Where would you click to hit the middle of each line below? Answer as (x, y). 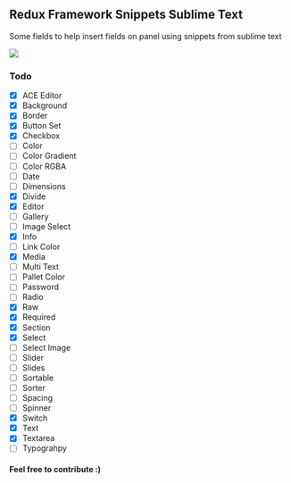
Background (45, 105)
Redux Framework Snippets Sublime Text (126, 15)
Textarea (38, 438)
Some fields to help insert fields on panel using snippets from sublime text (146, 36)
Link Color (41, 247)
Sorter (34, 387)
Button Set (42, 126)
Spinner (37, 408)
